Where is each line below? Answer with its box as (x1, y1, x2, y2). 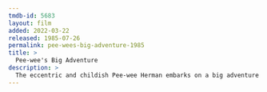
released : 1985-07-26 (8, 34, 81, 42)
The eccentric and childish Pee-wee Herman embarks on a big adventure (15, 71, 260, 79)
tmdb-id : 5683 (8, 11, 56, 20)
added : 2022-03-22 (8, 26, 70, 34)
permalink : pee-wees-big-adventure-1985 (8, 42, 145, 50)
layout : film (8, 19, 52, 27)
